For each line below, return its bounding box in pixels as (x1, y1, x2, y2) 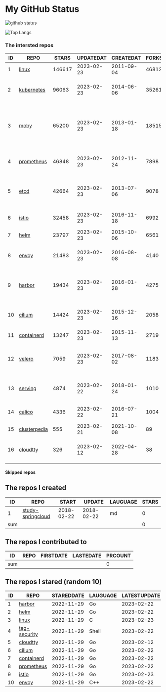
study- (22, 507, 39, 513)
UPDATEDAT (77, 54, 107, 61)
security (19, 631, 38, 638)
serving (19, 385, 37, 392)
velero (19, 355, 34, 362)
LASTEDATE (72, 553, 102, 559)
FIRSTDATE (40, 553, 68, 559)
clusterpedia (19, 426, 48, 433)
